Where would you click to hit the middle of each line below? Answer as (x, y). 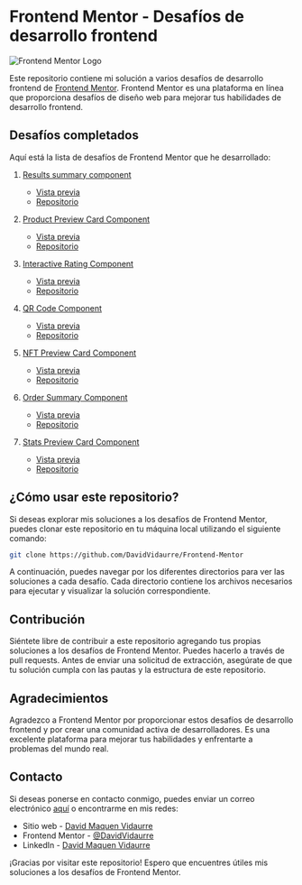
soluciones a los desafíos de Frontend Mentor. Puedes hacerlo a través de (147, 650)
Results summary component (77, 174)
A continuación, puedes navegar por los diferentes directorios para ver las (147, 572)
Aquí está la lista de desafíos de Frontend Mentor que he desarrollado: (140, 157)
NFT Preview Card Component (79, 353)
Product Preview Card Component (86, 219)
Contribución (47, 619)
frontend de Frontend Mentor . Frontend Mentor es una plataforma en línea (146, 88)
